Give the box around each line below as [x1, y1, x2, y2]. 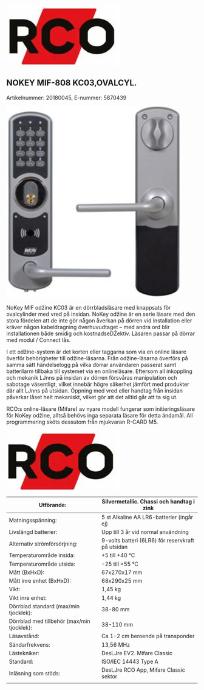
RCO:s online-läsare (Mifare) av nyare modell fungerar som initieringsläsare [6, 405, 195, 413]
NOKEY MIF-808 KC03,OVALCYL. [6, 78, 137, 88]
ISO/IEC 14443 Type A [101, 658, 159, 666]
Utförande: [38, 501, 67, 508]
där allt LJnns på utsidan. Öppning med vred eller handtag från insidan [6, 386, 183, 394]
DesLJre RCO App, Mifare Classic [101, 666, 185, 674]
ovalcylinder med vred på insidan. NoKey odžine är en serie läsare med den [6, 310, 195, 318]
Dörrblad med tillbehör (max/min [8, 617, 90, 625]
